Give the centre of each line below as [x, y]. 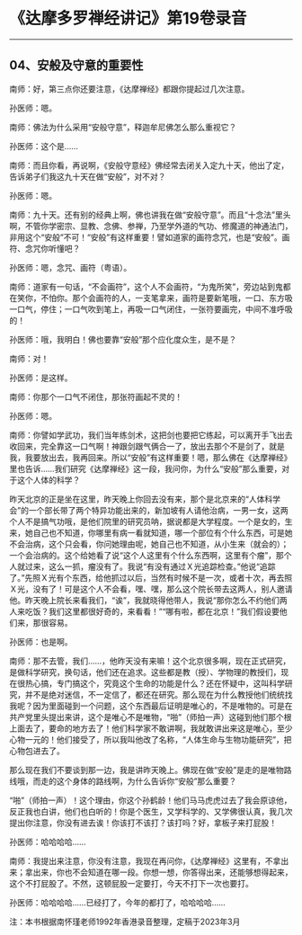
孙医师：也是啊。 [41, 641]
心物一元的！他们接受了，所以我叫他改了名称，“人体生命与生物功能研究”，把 [151, 739]
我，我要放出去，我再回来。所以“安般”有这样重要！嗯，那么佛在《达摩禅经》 [151, 457]
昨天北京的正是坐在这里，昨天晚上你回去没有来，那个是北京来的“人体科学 [145, 499]
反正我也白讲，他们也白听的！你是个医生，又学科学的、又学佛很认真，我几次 [151, 811]
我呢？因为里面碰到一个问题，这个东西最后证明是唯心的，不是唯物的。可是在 [151, 706]
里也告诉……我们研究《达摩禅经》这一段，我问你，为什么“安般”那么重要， [146, 468]
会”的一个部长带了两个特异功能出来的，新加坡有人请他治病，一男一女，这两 [149, 510]
